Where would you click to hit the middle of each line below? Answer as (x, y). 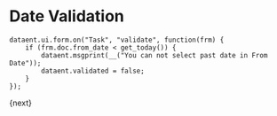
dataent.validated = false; (93, 71)
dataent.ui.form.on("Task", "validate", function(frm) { (117, 40)
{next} (21, 103)
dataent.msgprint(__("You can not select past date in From (154, 55)
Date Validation (67, 16)
